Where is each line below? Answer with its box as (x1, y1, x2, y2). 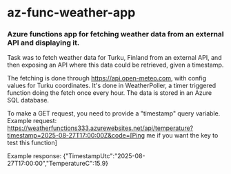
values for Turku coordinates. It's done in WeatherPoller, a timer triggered (7, 81, 216, 90)
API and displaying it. (7, 38, 80, 47)
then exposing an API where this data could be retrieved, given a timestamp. (7, 61, 224, 69)
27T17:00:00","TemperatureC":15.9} (7, 160, 109, 168)
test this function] (7, 139, 57, 147)
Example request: (7, 117, 57, 125)
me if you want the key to (146, 131, 219, 140)
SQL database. (7, 96, 50, 105)
